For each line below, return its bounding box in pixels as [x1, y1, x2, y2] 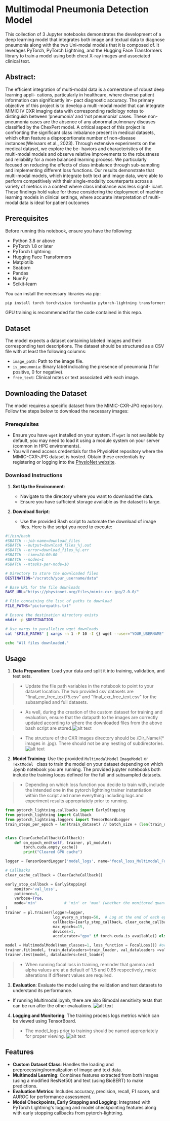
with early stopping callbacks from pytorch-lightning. [12, 1110, 123, 1116]
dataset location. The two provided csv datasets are [25, 689, 134, 695]
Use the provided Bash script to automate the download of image [20, 518, 156, 524]
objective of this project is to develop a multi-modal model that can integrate [5, 103, 164, 109]
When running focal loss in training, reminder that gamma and [25, 961, 154, 967]
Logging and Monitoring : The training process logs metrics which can [12, 1012, 159, 1018]
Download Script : [12, 508, 50, 515]
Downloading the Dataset [5, 389, 87, 398]
